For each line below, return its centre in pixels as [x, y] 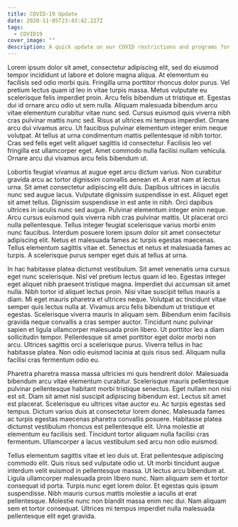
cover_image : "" [31, 41]
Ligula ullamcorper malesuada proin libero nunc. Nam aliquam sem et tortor [118, 478]
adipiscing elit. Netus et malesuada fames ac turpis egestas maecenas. [112, 240]
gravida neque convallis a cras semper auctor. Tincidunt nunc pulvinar [110, 322]
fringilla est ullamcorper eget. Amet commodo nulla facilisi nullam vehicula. [117, 151]
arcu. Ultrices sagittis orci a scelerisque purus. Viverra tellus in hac [105, 345]
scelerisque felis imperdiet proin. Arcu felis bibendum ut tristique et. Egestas [119, 98]
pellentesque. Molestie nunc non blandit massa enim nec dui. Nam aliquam [117, 501]
